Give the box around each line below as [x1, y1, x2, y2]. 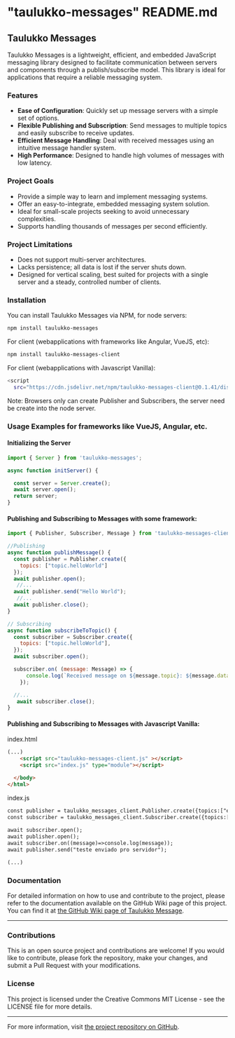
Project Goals [7, 176, 55, 186]
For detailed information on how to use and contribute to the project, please [7, 891, 225, 900]
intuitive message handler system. [17, 144, 117, 152]
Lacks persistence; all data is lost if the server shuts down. [17, 262, 187, 271]
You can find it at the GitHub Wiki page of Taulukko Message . [7, 906, 184, 915]
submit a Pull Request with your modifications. [7, 962, 141, 970]
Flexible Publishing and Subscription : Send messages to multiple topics [17, 121, 227, 130]
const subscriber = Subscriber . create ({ [13, 633, 133, 640]
